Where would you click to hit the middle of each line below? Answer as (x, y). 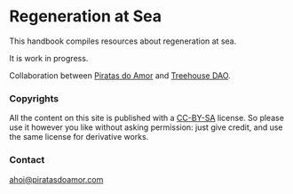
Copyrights (34, 98)
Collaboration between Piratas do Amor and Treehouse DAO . (120, 75)
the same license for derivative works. (79, 137)
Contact (27, 160)
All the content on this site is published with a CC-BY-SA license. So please (146, 118)
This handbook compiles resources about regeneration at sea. (123, 41)
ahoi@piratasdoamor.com (56, 179)
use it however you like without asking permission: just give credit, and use (146, 127)
